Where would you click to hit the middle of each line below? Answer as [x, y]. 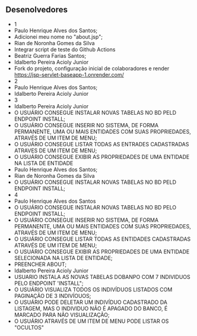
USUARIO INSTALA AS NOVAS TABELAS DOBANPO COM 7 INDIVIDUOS [102, 277]
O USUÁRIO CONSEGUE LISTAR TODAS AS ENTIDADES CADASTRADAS [102, 239]
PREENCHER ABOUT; [40, 264]
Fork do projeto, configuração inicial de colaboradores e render [92, 68]
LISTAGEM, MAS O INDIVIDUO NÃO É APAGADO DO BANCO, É [91, 308]
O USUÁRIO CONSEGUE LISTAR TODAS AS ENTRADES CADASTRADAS [101, 144]
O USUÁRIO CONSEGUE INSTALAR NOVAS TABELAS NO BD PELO [95, 207]
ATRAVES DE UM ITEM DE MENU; [55, 150]
